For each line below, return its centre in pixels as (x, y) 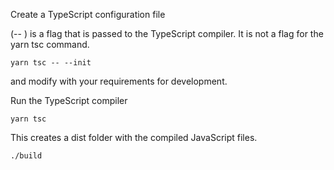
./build (26, 156)
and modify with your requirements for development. (119, 81)
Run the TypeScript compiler (69, 100)
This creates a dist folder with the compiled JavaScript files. (134, 137)
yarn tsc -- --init (51, 63)
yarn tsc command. (50, 44)
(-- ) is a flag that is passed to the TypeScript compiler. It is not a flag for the (167, 33)
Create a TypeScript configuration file (88, 14)
